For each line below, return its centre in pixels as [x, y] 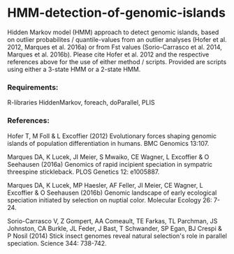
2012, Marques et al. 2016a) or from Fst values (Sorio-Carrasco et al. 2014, [115, 47]
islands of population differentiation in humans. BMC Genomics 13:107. [108, 143]
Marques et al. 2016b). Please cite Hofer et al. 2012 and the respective [108, 54]
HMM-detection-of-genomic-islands [116, 13]
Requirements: [33, 87]
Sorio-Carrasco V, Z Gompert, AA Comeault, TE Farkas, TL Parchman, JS [112, 221]
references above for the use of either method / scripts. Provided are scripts [117, 61]
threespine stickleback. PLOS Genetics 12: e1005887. [83, 172]
